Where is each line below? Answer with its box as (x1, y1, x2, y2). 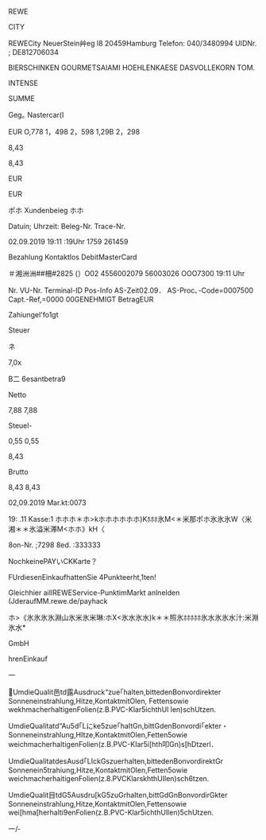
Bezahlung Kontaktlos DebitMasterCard (8, 252, 137, 262)
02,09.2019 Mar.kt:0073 (8, 498, 87, 507)
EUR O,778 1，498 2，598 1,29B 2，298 (8, 127, 141, 136)
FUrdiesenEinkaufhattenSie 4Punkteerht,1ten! (8, 573, 156, 581)
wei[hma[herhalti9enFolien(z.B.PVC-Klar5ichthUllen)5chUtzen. (8, 807, 214, 817)
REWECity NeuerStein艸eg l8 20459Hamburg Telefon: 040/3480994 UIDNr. (8, 39, 257, 48)
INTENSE (8, 79, 38, 87)
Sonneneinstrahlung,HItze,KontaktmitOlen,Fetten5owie (8, 730, 188, 739)
